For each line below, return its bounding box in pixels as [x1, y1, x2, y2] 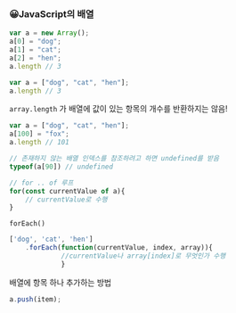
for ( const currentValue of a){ [9, 186, 126, 195]
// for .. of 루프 [9, 178, 74, 187]
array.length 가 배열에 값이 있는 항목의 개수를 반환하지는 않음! [9, 103, 228, 114]
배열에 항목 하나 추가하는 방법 [9, 276, 112, 287]
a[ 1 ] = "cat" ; [9, 45, 62, 54]
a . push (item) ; [9, 294, 62, 304]
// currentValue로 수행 [25, 194, 108, 204]
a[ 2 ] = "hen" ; [9, 54, 62, 62]
